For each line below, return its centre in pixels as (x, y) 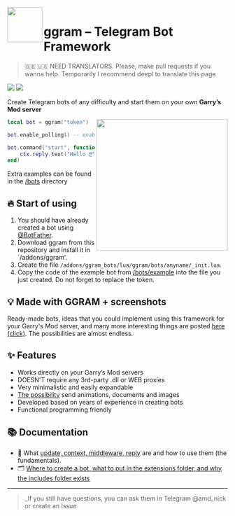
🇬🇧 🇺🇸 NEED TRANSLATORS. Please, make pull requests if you (117, 66)
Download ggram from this (56, 243)
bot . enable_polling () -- (43, 135)
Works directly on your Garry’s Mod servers (80, 372)
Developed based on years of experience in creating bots (100, 402)
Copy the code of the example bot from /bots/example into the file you (119, 272)
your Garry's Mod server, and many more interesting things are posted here (116, 326)
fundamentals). (39, 460)
